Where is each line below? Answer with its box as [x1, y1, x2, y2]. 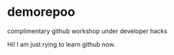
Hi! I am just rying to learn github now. [7, 40, 116, 48]
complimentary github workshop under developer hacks [7, 27, 168, 35]
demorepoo [7, 4, 76, 20]
